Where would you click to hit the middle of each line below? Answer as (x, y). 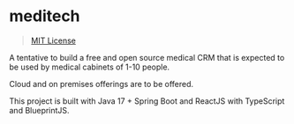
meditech (45, 16)
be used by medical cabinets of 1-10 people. (90, 67)
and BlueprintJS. (39, 110)
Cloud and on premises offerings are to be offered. (102, 84)
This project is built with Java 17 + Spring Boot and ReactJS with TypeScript (147, 101)
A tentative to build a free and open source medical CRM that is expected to (147, 57)
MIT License (53, 40)
